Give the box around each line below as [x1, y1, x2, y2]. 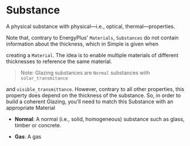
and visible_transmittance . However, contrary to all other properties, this [6, 85, 185, 92]
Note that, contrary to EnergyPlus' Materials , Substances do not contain [6, 34, 179, 41]
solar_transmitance [20, 75, 69, 81]
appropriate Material [6, 104, 56, 111]
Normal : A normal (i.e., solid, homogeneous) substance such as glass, [14, 115, 185, 123]
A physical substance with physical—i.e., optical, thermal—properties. [6, 23, 175, 30]
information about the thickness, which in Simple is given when [6, 40, 159, 47]
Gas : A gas [14, 133, 42, 140]
